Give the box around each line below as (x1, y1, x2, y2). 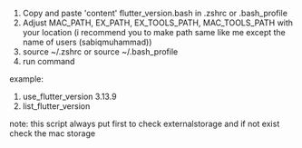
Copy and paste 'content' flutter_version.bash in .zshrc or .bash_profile (22, 8, 288, 18)
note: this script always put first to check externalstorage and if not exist (9, 118, 280, 129)
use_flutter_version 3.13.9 (22, 91, 117, 102)
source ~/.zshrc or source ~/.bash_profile (22, 46, 179, 57)
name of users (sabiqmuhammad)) (22, 36, 152, 47)
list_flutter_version (22, 101, 91, 112)
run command (22, 56, 75, 66)
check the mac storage (9, 128, 96, 139)
